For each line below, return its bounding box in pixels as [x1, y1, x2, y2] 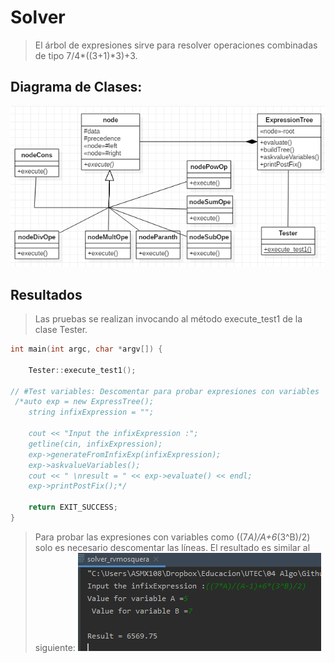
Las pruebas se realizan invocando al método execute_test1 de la [34, 313, 303, 325]
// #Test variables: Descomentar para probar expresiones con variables [10, 386, 320, 396]
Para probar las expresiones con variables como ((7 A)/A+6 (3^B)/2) [34, 531, 311, 543]
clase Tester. [34, 324, 88, 336]
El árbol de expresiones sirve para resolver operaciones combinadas [34, 39, 318, 51]
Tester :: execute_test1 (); [28, 365, 137, 375]
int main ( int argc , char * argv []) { [10, 344, 163, 355]
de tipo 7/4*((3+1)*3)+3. [34, 49, 138, 61]
